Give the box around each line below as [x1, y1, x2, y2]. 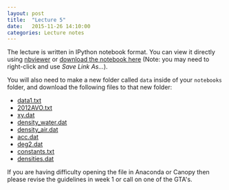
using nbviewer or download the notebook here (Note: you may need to [7, 56, 210, 64]
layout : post [7, 10, 45, 17]
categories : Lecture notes [7, 29, 85, 36]
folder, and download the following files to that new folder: [7, 83, 173, 91]
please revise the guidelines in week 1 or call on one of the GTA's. [7, 176, 193, 184]
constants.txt [17, 147, 55, 156]
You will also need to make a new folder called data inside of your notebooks [7, 76, 222, 84]
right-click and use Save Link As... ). [7, 62, 108, 71]
